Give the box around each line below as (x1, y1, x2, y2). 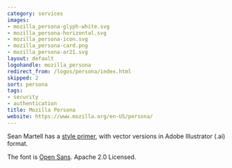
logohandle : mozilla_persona (7, 62, 91, 68)
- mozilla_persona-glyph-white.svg (7, 23, 110, 30)
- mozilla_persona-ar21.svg (7, 49, 89, 56)
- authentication (7, 100, 57, 107)
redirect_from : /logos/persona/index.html (7, 68, 132, 75)
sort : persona (7, 81, 48, 88)
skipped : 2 (7, 74, 39, 82)
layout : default (7, 55, 54, 62)
